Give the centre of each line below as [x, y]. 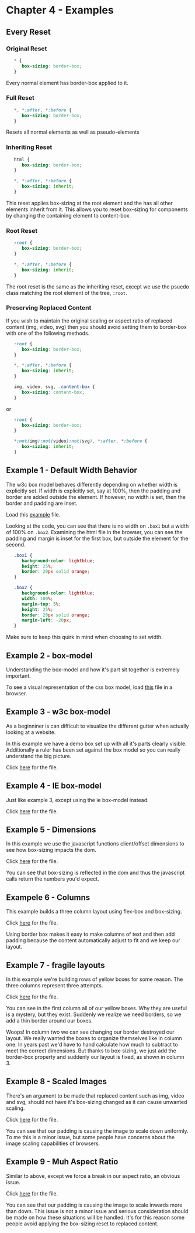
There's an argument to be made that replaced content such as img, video [95, 1096]
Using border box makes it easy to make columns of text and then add [90, 934]
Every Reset [28, 32]
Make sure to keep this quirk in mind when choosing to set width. [84, 637]
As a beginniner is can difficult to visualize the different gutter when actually [97, 726]
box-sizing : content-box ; [53, 392]
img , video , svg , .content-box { [54, 387]
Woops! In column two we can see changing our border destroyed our [90, 1032]
